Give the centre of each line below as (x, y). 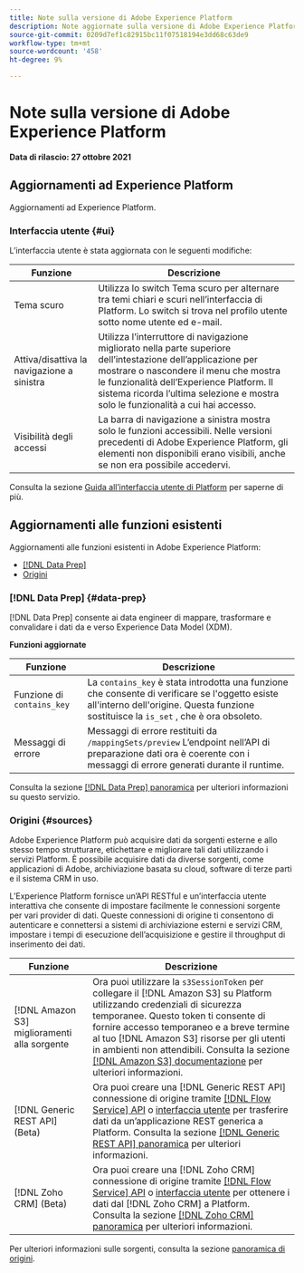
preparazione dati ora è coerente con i (169, 754)
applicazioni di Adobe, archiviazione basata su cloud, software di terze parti (151, 869)
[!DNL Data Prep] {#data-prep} (78, 597)
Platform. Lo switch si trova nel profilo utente (193, 311)
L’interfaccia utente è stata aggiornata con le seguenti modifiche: (131, 251)
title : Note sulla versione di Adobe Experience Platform (121, 18)
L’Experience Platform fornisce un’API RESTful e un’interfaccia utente (138, 896)
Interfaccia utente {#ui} (62, 230)
